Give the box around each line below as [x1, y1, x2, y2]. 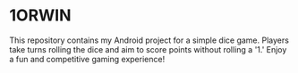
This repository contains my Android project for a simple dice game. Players [9, 35, 289, 45]
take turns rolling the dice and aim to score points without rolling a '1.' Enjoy [9, 44, 287, 54]
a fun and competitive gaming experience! [9, 53, 166, 64]
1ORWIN [9, 5, 72, 26]
